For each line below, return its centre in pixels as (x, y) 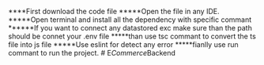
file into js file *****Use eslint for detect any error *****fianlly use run (123, 45)
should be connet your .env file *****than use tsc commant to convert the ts (132, 36)
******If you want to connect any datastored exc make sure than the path (130, 28)
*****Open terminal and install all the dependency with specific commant (130, 20)
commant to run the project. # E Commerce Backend (92, 53)
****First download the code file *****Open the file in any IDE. (114, 11)
